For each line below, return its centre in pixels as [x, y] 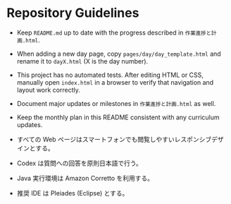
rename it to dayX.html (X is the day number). [82, 61]
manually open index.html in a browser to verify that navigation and [115, 82]
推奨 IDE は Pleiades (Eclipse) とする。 [73, 193]
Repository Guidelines [73, 13]
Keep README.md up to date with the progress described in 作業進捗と [114, 32]
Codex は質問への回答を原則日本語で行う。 [79, 163]
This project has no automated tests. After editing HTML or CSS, [110, 75]
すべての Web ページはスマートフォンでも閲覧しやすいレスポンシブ [114, 139]
